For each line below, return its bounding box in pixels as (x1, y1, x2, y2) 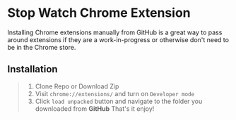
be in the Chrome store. (7, 43, 76, 51)
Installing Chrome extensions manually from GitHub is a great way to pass (7, 28, 223, 36)
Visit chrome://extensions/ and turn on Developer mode (35, 89, 195, 98)
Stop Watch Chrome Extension (7, 5, 191, 21)
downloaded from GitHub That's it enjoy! (35, 104, 155, 113)
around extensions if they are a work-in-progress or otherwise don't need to (7, 35, 230, 44)
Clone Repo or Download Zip (35, 82, 119, 91)
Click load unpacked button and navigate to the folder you (35, 97, 203, 105)
